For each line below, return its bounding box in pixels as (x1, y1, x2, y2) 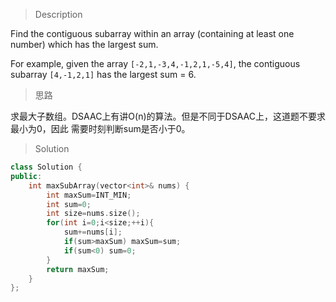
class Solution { (10, 162, 83, 172)
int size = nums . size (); (46, 209, 141, 219)
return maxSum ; (46, 264, 110, 274)
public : (10, 171, 43, 181)
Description (34, 9, 83, 20)
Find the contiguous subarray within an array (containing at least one (10, 28, 295, 39)
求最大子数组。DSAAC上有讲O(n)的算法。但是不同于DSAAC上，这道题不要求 (10, 110, 326, 122)
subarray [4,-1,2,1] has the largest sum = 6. (10, 69, 197, 80)
